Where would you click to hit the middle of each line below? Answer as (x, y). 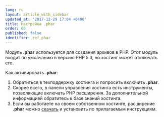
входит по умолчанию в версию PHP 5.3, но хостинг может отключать (81, 57)
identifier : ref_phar (28, 38)
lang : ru (14, 10)
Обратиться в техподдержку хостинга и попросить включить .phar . (86, 82)
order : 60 (16, 29)
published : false (23, 33)
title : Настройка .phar (30, 24)
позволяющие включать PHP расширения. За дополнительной (80, 93)
